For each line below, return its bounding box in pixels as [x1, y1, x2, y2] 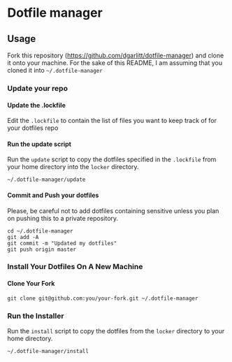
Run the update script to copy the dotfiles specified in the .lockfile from [7, 155, 217, 164]
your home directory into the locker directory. [7, 163, 139, 171]
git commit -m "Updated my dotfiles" [7, 240, 117, 247]
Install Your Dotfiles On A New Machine [7, 262, 143, 272]
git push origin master [7, 246, 77, 253]
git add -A [7, 233, 39, 240]
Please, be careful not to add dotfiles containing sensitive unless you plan [7, 206, 219, 215]
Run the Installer [7, 311, 64, 321]
